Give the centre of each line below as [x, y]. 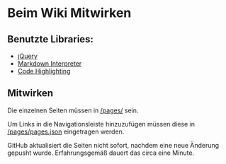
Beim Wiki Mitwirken [69, 13]
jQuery [27, 56]
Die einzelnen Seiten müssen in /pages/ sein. [73, 110]
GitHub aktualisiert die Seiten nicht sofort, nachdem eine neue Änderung [113, 145]
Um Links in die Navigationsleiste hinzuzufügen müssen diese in [101, 124]
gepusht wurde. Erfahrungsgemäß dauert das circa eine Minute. [101, 153]
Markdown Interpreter [50, 64]
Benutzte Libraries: [51, 39]
